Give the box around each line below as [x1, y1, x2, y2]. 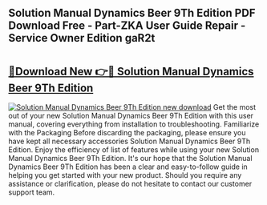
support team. [8, 187, 55, 197]
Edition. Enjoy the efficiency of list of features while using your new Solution [8, 145, 259, 155]
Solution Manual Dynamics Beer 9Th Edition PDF [8, 6, 256, 20]
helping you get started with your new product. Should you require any [8, 171, 242, 179]
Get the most [212, 102, 257, 111]
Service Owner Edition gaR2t [8, 31, 156, 45]
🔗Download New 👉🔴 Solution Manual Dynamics [8, 64, 254, 78]
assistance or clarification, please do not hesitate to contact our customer [8, 179, 253, 188]
